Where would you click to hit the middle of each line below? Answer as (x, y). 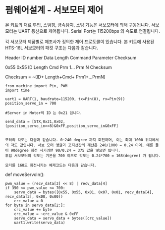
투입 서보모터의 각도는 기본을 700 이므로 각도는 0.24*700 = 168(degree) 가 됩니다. (83, 156)
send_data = (17, 121)
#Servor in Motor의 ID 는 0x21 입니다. (44, 113)
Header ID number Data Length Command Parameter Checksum (71, 57)
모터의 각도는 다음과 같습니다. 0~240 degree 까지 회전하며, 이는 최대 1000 (74, 140)
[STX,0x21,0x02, (48, 121)
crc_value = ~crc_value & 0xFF (46, 214)
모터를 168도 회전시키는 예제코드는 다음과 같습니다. (51, 165)
